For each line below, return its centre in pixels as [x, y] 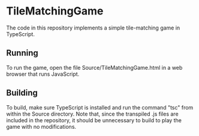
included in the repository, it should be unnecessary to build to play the [94, 120]
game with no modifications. [41, 126]
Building [22, 93]
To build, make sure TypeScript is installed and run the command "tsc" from [100, 107]
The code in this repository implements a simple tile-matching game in [93, 28]
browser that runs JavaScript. [43, 74]
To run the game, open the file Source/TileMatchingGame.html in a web [94, 67]
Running [22, 53]
